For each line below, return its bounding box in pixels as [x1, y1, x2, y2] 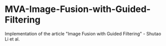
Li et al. [5, 36, 20, 42]
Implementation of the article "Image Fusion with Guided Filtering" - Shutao [5, 30, 161, 36]
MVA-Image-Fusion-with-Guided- [5, 3, 151, 15]
